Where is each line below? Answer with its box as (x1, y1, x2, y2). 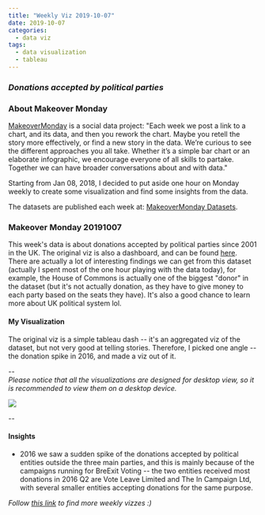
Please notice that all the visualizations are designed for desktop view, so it (8, 375, 255, 384)
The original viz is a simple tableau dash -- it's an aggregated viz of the (8, 334, 241, 344)
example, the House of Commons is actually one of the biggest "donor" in (8, 274, 249, 283)
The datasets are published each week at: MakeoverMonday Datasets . (8, 203, 238, 212)
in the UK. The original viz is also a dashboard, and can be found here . (8, 248, 237, 258)
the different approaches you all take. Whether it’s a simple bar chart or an (8, 146, 251, 156)
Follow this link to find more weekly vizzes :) (8, 498, 152, 507)
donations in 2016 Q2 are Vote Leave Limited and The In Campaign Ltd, (19, 474, 252, 483)
